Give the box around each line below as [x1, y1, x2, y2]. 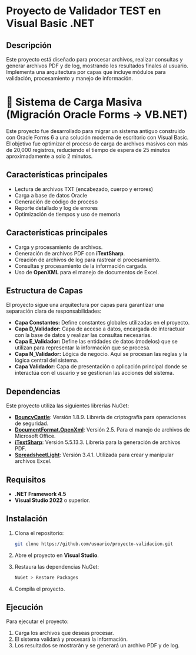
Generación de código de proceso [14, 198, 98, 205]
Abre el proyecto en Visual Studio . [14, 552, 99, 559]
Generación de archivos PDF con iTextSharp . [14, 249, 125, 257]
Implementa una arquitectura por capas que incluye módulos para [6, 69, 166, 75]
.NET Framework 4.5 [14, 491, 67, 497]
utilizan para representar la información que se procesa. [14, 344, 151, 351]
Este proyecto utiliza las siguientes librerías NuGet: [6, 402, 129, 409]
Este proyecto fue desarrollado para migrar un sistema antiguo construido [6, 127, 185, 134]
